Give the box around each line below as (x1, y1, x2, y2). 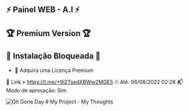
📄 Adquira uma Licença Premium (14, 67, 94, 74)
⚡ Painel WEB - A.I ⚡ (6, 5, 80, 15)
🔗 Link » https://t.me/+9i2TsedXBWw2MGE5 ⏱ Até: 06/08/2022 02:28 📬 (6, 78, 184, 85)
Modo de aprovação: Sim (6, 86, 67, 93)
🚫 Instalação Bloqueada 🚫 (6, 51, 101, 61)
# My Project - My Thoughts (45, 98, 114, 105)
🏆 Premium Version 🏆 (6, 28, 91, 38)
